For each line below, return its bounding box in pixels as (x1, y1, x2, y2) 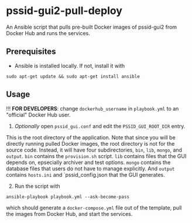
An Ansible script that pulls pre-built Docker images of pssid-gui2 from (6, 23, 177, 30)
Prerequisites (6, 47, 56, 57)
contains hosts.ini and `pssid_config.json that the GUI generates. (6, 171, 165, 178)
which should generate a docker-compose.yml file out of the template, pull (6, 204, 182, 211)
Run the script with (14, 183, 60, 190)
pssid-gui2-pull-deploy (6, 4, 123, 18)
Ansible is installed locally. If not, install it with (14, 62, 125, 69)
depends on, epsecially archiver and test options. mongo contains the (6, 159, 171, 166)
